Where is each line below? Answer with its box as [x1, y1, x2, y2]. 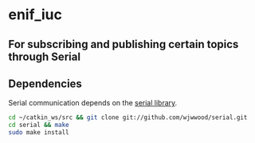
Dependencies [8, 77, 82, 90]
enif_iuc [8, 6, 62, 24]
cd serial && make [8, 121, 69, 129]
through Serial [8, 50, 81, 63]
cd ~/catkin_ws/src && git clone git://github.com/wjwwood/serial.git [8, 113, 248, 121]
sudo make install [8, 129, 69, 137]
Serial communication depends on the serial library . [8, 98, 178, 108]
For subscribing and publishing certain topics [8, 38, 239, 51]
